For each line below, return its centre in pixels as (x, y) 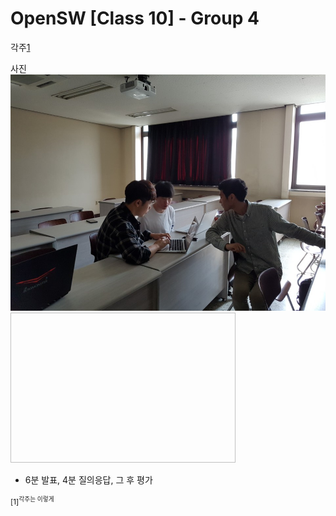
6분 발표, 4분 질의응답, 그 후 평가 (88, 479)
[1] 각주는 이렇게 (32, 501)
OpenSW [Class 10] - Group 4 (135, 18)
